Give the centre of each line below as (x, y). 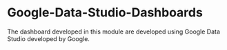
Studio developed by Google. (48, 38)
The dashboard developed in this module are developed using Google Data (114, 32)
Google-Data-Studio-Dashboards (105, 13)
